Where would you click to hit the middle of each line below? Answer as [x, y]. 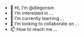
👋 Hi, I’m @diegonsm [32, 8]
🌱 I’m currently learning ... [37, 18]
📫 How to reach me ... [34, 29]
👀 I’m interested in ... [32, 13]
